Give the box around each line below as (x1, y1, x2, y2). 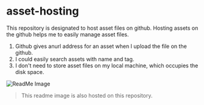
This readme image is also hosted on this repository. (21, 92, 153, 99)
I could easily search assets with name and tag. (15, 55, 135, 63)
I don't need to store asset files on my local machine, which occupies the (15, 62, 199, 69)
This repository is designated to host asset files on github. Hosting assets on (6, 24, 199, 32)
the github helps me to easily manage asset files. (6, 30, 129, 38)
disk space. (15, 68, 44, 75)
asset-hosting (6, 4, 79, 18)
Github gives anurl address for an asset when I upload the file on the (15, 42, 187, 50)
